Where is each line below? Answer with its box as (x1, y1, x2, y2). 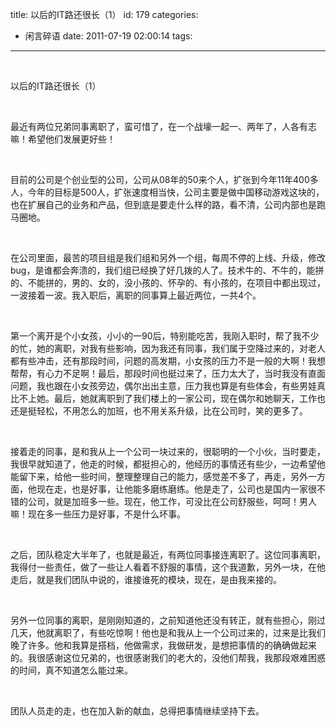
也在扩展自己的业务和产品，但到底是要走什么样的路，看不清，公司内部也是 (10, 199, 317, 210)
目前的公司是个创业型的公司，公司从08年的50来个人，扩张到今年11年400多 (10, 174, 319, 185)
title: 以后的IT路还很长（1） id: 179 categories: (10, 9, 199, 20)
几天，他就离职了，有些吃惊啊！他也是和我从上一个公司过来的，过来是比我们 (10, 627, 326, 638)
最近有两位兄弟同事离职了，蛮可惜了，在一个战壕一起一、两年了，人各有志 (10, 121, 317, 132)
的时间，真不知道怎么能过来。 (10, 664, 133, 676)
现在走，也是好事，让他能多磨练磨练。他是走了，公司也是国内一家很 (36, 483, 317, 495)
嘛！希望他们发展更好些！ (10, 133, 116, 145)
